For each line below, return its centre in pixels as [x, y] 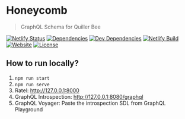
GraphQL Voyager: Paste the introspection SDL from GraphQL [90, 103]
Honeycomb [37, 10]
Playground [29, 109]
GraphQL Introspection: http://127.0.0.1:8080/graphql [79, 96]
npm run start [32, 78]
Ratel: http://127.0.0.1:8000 [47, 90]
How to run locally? [42, 63]
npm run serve [32, 84]
